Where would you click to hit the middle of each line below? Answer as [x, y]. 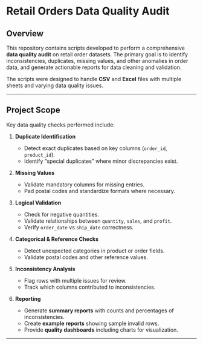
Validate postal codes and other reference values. [86, 257]
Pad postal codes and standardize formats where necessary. [100, 191]
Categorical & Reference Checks [56, 239]
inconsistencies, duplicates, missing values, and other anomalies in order [97, 61]
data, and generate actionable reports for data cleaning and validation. [94, 67]
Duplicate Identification [45, 136]
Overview [25, 34]
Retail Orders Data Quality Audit [88, 11]
